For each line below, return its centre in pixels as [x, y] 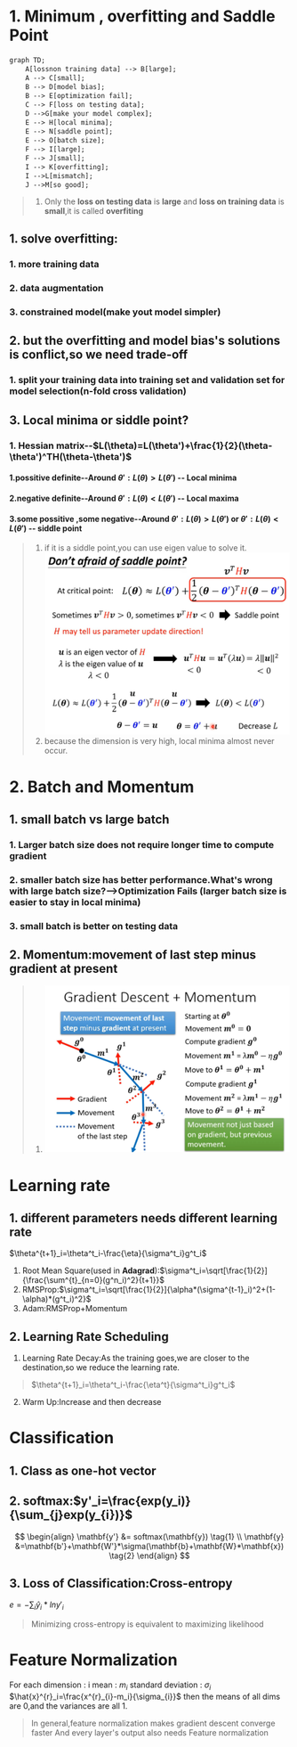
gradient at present [64, 969]
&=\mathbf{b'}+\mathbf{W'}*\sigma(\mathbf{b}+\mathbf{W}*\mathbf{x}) [149, 1546]
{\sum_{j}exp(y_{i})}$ [71, 1515]
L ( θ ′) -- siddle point [46, 528]
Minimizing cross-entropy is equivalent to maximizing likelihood [147, 1624]
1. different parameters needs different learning [144, 1218]
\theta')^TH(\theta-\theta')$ [70, 456]
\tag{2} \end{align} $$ [149, 1555]
